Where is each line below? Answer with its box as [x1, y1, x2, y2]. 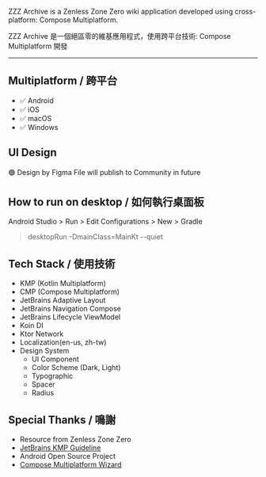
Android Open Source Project [19, 452, 116, 461]
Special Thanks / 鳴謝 [8, 413, 116, 426]
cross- [234, 7, 256, 16]
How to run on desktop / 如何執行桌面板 [8, 196, 204, 209]
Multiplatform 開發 [8, 41, 68, 51]
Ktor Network [19, 329, 64, 339]
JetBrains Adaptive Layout [19, 296, 106, 305]
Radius [31, 388, 55, 398]
